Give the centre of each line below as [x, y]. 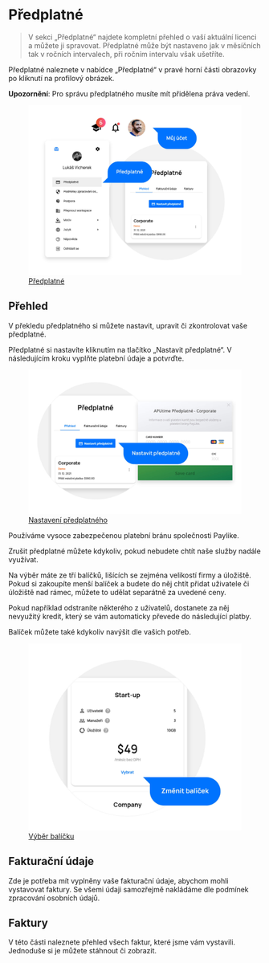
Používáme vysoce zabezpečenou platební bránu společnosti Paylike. [124, 536]
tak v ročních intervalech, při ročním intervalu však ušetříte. [126, 54]
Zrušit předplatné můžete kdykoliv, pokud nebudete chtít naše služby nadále [134, 551]
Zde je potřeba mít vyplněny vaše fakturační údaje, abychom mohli [118, 880]
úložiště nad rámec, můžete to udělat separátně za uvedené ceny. [117, 593]
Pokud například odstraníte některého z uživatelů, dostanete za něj [119, 608]
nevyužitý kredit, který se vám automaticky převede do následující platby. [130, 617]
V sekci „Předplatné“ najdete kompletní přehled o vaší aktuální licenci [142, 37]
